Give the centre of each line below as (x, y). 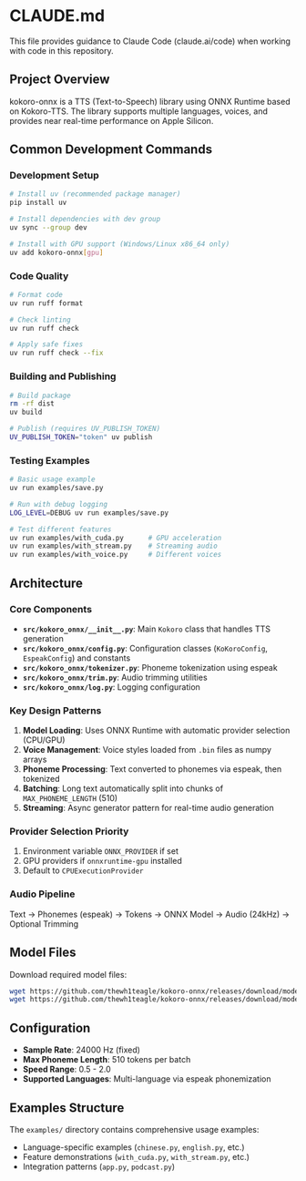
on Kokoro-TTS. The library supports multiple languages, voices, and (139, 111)
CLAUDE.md (57, 16)
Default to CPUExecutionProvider (83, 870)
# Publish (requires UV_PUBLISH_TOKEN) (85, 429)
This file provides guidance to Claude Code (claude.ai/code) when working (150, 41)
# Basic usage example (52, 479)
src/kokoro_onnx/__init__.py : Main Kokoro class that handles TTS (147, 629)
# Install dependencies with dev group (85, 220)
